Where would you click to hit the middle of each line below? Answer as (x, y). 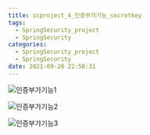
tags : (17, 23)
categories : (27, 45)
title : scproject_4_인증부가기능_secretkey (75, 15)
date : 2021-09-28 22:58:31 (52, 67)
